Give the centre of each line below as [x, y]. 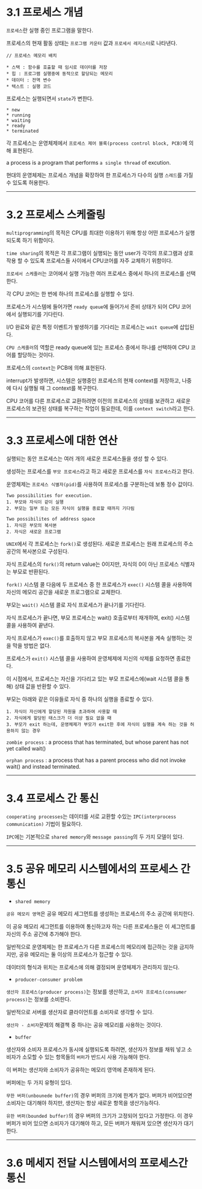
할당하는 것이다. [36, 355]
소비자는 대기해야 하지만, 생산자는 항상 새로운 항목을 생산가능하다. [83, 1103]
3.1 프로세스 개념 [45, 12]
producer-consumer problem [49, 980]
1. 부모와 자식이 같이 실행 [35, 502]
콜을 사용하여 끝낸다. [30, 625]
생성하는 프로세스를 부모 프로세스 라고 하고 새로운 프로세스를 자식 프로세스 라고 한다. [100, 471]
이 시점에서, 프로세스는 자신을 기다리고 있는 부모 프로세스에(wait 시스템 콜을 [95, 679]
